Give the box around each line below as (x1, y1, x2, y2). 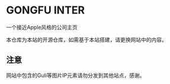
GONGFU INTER (6, 4, 85, 17)
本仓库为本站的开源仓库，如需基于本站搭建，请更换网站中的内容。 (6, 36, 167, 43)
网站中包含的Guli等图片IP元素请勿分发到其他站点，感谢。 (6, 72, 145, 79)
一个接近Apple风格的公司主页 (6, 23, 78, 31)
